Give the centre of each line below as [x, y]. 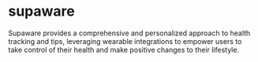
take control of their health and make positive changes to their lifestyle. [123, 49]
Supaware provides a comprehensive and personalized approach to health [129, 33]
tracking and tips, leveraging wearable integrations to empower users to [125, 41]
